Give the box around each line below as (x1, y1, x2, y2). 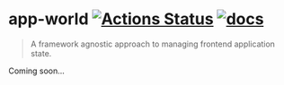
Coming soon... (8, 65, 65, 76)
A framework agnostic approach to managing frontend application (30, 38, 276, 49)
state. (30, 47, 52, 58)
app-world (8, 9, 89, 30)
